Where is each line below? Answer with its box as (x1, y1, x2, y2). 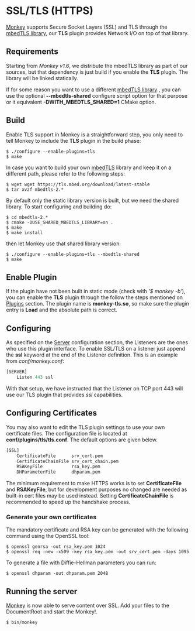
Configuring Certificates (6, 408, 97, 418)
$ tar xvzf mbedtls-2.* (6, 186, 64, 193)
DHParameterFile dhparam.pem (16, 469, 100, 475)
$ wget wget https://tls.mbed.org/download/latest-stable (6, 181, 150, 187)
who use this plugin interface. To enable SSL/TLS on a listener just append (6, 345, 186, 352)
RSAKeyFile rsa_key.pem (16, 464, 100, 469)
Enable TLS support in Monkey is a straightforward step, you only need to (6, 131, 183, 138)
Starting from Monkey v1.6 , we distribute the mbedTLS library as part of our (6, 62, 188, 69)
